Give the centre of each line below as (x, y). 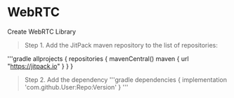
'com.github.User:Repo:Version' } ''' (76, 87)
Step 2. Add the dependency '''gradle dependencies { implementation (125, 79)
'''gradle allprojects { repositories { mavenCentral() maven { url (98, 58)
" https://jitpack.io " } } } (40, 66)
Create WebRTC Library (41, 31)
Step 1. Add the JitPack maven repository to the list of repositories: (121, 45)
